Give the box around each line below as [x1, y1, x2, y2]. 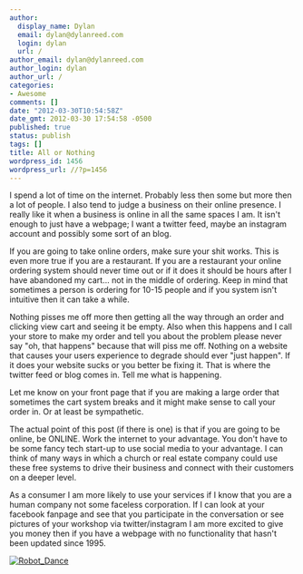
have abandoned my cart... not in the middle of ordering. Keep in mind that [9, 275, 288, 286]
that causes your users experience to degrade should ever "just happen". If [9, 350, 290, 361]
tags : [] [9, 140, 43, 149]
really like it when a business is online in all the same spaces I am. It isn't [9, 209, 281, 220]
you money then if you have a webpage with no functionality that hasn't [9, 528, 278, 540]
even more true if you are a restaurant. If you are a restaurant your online [9, 256, 282, 267]
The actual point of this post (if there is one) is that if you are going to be [9, 423, 280, 435]
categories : [9, 81, 54, 90]
